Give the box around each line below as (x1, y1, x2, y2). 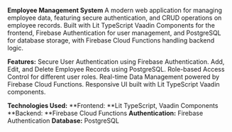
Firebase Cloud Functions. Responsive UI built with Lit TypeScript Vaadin (7, 80, 220, 88)
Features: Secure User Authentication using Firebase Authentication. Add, (7, 57, 225, 66)
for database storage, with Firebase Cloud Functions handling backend (7, 36, 215, 45)
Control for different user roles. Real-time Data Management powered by (7, 72, 220, 81)
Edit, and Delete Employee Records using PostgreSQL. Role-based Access (7, 65, 225, 73)
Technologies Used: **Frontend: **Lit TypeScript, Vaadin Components (7, 101, 219, 109)
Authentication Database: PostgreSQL (7, 116, 119, 125)
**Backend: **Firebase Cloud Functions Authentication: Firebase (7, 109, 204, 117)
